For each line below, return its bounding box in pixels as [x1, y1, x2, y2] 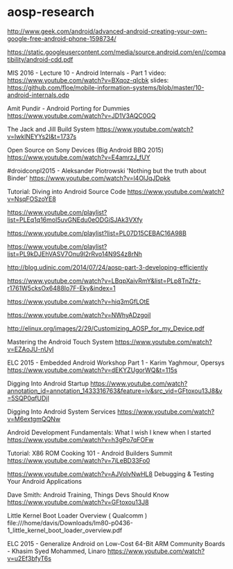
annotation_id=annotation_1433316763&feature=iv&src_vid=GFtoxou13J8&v [7, 386, 223, 395]
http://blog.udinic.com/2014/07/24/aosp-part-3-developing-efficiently [7, 263, 208, 271]
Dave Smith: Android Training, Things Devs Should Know [7, 490, 170, 499]
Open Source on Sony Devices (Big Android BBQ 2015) [7, 146, 164, 154]
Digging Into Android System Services [7, 407, 116, 416]
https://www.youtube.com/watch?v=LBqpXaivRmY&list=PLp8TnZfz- [7, 277, 201, 285]
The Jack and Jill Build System [7, 125, 95, 133]
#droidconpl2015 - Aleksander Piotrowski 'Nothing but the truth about [7, 166, 207, 175]
